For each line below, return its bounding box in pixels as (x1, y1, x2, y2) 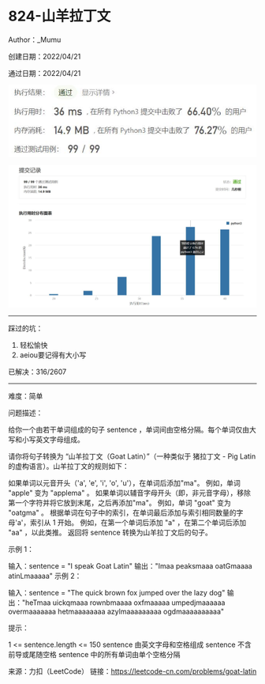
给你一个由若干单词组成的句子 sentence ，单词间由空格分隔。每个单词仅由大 (8, 425, 256, 435)
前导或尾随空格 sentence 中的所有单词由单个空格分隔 (8, 650, 181, 659)
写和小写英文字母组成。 (8, 435, 84, 444)
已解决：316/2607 (8, 367, 67, 376)
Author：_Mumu (8, 35, 62, 44)
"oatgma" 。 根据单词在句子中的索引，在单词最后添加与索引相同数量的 (8, 508, 237, 518)
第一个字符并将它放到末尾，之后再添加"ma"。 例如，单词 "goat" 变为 (8, 498, 231, 508)
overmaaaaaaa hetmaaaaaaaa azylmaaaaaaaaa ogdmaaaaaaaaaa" (8, 607, 225, 617)
